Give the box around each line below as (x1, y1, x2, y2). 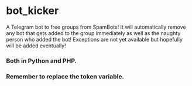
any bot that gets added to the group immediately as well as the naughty (6, 29, 181, 36)
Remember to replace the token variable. (6, 72, 125, 80)
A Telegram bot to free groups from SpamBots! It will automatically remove (6, 23, 186, 30)
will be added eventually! (6, 42, 66, 49)
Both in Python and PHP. (6, 57, 77, 65)
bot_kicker (6, 4, 59, 18)
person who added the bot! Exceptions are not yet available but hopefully (6, 36, 183, 43)
